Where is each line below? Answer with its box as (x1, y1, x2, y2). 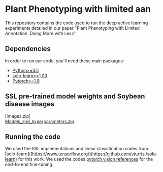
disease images (5, 100, 55, 108)
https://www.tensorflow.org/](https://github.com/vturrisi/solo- (32, 151, 158, 157)
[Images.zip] (5, 113, 31, 119)
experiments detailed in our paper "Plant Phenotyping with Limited (5, 25, 140, 31)
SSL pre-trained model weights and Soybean (5, 92, 145, 101)
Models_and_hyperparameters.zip (5, 118, 74, 124)
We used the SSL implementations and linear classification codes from (5, 146, 149, 152)
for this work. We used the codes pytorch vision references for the (18, 156, 153, 162)
